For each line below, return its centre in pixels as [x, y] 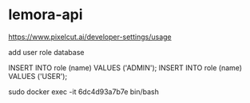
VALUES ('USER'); [38, 76]
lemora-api [46, 15]
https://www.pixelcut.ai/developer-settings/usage [90, 37]
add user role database [46, 52]
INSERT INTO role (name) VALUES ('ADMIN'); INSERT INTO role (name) [125, 67]
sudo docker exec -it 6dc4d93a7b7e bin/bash [84, 91]
